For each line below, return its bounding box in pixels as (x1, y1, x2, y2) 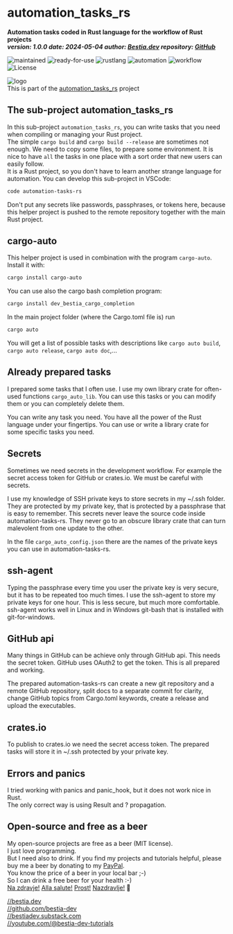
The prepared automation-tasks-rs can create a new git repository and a (7, 679, 215, 688)
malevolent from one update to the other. (7, 524, 124, 532)
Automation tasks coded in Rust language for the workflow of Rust (7, 28, 203, 36)
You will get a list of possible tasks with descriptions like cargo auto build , (7, 339, 221, 348)
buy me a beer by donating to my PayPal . (7, 861, 125, 869)
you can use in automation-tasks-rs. (7, 545, 111, 553)
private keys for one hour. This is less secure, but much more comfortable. (7, 598, 221, 606)
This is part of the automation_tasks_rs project (7, 84, 140, 92)
